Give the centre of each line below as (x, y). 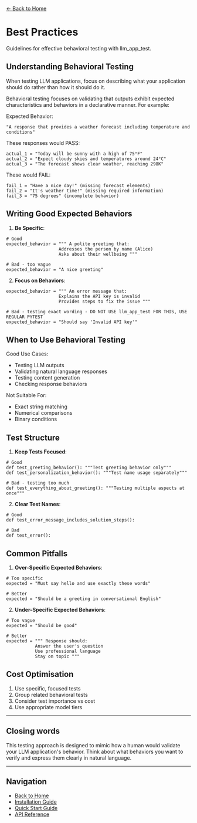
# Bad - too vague (28, 264)
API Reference (32, 814)
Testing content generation (47, 378)
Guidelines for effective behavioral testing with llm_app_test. (79, 48)
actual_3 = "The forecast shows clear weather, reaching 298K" (85, 164)
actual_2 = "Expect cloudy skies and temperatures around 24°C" (86, 159)
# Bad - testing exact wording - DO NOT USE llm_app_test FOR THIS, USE (97, 311)
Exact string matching (41, 407)
